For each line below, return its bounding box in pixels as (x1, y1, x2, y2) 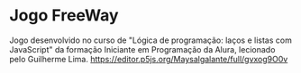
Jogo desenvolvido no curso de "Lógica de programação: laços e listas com (9, 35, 293, 45)
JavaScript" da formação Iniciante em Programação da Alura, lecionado (9, 44, 276, 54)
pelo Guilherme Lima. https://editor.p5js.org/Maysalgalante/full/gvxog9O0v (9, 53, 288, 64)
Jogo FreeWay (9, 5, 119, 26)
